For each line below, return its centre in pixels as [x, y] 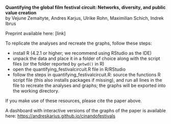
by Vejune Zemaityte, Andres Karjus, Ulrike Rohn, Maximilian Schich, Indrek [85, 18]
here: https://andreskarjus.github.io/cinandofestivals [60, 116]
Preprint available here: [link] [35, 33]
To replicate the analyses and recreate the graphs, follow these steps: [79, 43]
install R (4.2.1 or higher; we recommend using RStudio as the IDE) [82, 53]
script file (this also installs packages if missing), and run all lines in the [87, 80]
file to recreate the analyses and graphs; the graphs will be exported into [89, 85]
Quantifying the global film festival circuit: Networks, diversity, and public [86, 7]
